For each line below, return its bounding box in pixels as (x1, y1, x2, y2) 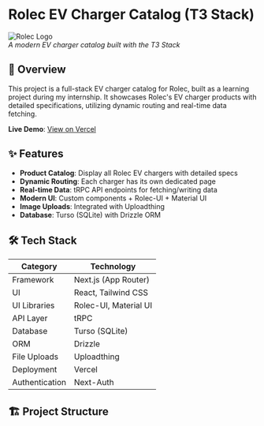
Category (20, 261, 58, 272)
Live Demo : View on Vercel (8, 124, 96, 133)
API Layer (12, 313, 48, 324)
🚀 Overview (8, 63, 66, 77)
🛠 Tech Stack (8, 234, 77, 247)
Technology (90, 261, 136, 272)
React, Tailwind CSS (73, 287, 148, 298)
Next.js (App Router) (73, 275, 150, 286)
